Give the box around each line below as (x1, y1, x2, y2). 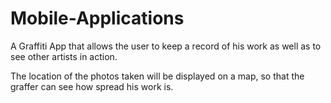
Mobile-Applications (10, 7, 185, 30)
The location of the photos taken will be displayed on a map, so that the (10, 70, 305, 82)
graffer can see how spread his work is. (10, 80, 174, 92)
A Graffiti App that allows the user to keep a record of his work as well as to (10, 40, 322, 52)
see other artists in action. (10, 50, 118, 62)
